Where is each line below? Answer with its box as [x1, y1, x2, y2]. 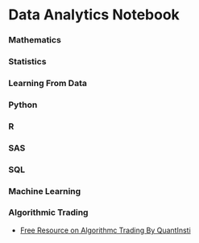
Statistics [8, 56, 47, 68]
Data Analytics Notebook [8, 6, 180, 24]
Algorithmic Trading [8, 207, 89, 218]
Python [8, 99, 38, 110]
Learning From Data [8, 77, 87, 89]
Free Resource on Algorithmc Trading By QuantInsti [19, 225, 191, 235]
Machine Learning [8, 185, 81, 196]
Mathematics [8, 35, 62, 46]
